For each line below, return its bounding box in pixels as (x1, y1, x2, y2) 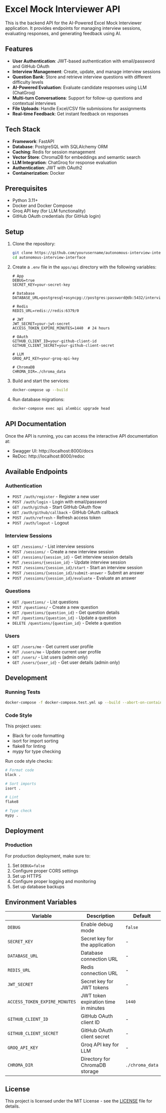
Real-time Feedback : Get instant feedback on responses (12, 111, 128, 117)
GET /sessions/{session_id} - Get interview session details (12, 554, 133, 560)
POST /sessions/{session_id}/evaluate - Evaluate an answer (12, 575, 137, 581)
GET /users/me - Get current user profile (12, 644, 94, 650)
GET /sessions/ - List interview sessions (12, 543, 94, 549)
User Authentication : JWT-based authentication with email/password (12, 58, 155, 64)
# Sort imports (5, 781, 37, 786)
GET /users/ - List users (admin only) (12, 654, 88, 660)
